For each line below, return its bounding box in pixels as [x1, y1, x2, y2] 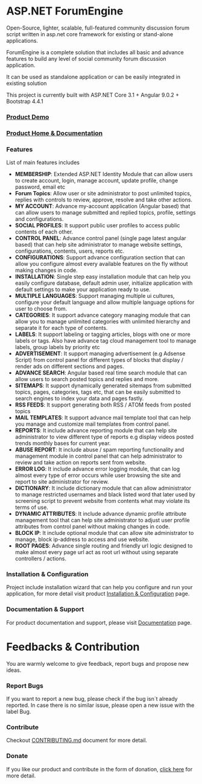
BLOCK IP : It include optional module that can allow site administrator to [14, 530, 194, 537]
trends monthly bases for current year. [14, 440, 111, 447]
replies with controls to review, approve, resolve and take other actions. [14, 196, 193, 203]
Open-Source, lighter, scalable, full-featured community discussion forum [6, 24, 190, 31]
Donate [6, 752, 28, 760]
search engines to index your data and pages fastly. [14, 395, 144, 402]
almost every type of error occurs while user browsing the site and [14, 472, 181, 479]
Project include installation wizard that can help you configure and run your [6, 584, 193, 591]
